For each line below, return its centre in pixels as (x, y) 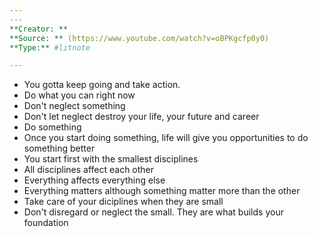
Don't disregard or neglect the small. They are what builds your (153, 212)
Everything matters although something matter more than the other (162, 191)
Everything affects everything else (94, 180)
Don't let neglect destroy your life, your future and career (141, 117)
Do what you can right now (79, 95)
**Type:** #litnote (50, 47)
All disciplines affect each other (89, 170)
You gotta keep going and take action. (102, 85)
